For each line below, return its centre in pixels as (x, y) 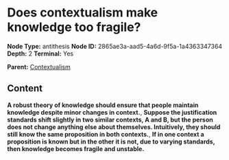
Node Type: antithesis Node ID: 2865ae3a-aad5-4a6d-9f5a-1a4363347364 (115, 46)
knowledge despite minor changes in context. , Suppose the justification (112, 112)
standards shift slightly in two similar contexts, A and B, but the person (110, 119)
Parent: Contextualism (39, 67)
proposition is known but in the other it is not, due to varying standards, (111, 141)
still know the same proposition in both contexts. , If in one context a (106, 134)
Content (25, 88)
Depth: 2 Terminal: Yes (40, 54)
